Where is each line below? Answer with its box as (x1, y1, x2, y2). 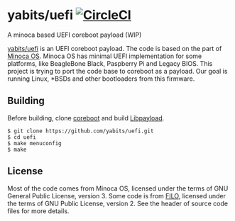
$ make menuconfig (7, 140, 62, 147)
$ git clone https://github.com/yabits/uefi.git (7, 127, 154, 135)
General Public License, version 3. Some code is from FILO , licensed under (7, 191, 226, 200)
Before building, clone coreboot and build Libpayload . (7, 113, 165, 122)
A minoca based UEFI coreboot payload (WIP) (7, 30, 142, 39)
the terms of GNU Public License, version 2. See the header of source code (7, 199, 229, 208)
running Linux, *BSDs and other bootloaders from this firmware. (7, 74, 195, 83)
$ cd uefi (7, 133, 37, 141)
